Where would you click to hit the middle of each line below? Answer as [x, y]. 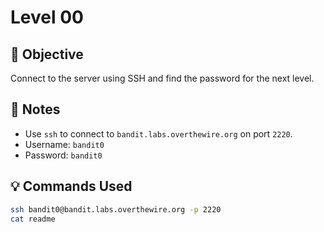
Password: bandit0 [63, 155]
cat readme [33, 219]
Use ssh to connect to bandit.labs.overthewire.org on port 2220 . [158, 133]
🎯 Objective [47, 54]
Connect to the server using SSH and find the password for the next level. [162, 78]
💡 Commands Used [71, 186]
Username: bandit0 [64, 144]
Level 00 [47, 17]
